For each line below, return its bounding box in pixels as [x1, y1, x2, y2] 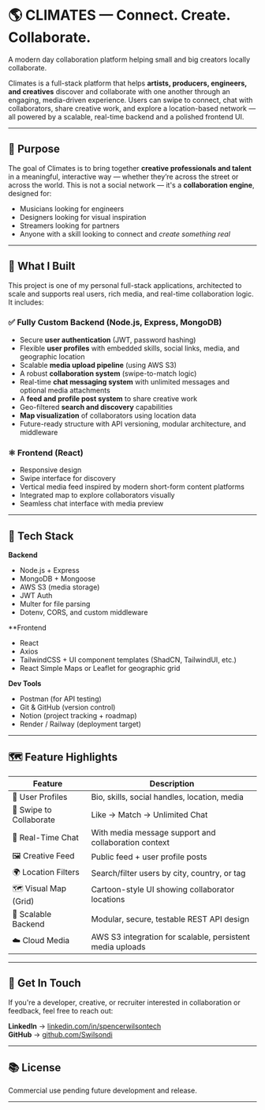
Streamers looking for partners [19, 221, 120, 230]
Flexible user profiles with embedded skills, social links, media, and [19, 343, 241, 353]
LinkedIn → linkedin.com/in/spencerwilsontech [8, 1021, 162, 1031]
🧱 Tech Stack [8, 529, 74, 543]
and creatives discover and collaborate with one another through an [8, 86, 230, 96]
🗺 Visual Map [12, 883, 67, 894]
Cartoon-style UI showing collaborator [91, 884, 235, 895]
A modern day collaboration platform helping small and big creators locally [8, 55, 251, 64]
